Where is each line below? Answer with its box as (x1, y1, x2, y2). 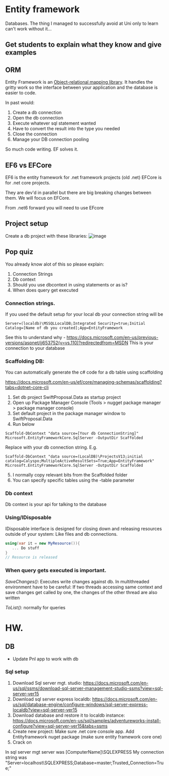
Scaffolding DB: (5, 357, 44, 364)
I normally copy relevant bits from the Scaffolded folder (12, 472, 128, 478)
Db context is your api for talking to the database (5, 501, 107, 507)
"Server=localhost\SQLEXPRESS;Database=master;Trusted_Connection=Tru (5, 759, 164, 766)
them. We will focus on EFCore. (5, 195, 71, 201)
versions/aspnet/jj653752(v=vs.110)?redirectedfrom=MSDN (5, 340, 129, 346)
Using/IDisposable (5, 514, 51, 521)
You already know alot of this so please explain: (5, 261, 104, 267)
